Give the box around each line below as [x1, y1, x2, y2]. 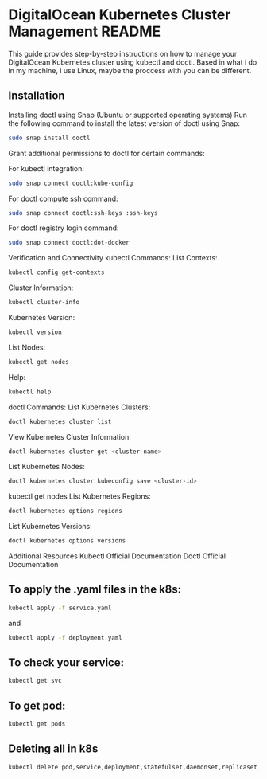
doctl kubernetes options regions [8, 507, 123, 515]
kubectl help [8, 388, 52, 396]
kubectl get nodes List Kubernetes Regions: [8, 491, 151, 501]
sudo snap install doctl [8, 134, 91, 142]
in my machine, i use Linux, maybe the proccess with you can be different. [8, 65, 252, 75]
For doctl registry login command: [8, 223, 119, 233]
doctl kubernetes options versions [8, 537, 126, 545]
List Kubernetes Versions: [8, 522, 93, 531]
